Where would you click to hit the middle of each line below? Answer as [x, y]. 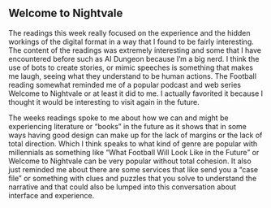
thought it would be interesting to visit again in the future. [104, 102]
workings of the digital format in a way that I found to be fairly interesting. [131, 41]
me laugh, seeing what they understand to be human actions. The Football [133, 76]
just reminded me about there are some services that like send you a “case [133, 169]
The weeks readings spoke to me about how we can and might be [118, 118]
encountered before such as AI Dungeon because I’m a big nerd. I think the [134, 58]
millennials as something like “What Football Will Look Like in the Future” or [134, 152]
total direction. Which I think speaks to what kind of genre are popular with [133, 143]
